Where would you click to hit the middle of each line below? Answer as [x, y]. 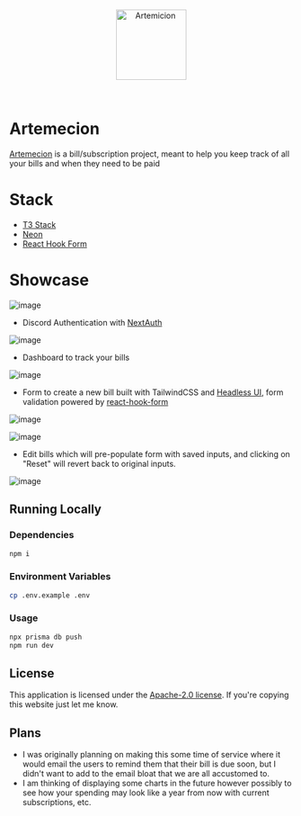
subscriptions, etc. [57, 803]
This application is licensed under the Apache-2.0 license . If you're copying [149, 695]
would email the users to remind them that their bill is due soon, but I [149, 764]
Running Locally [55, 510]
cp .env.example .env [50, 595]
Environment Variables [60, 577]
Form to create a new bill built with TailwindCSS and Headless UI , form [153, 392]
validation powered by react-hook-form [95, 401]
